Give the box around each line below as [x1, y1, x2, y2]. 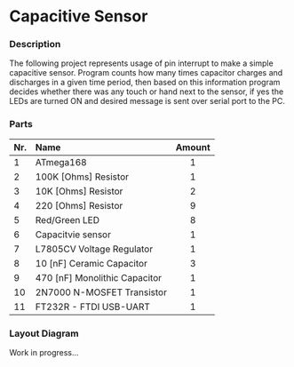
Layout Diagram [9, 327, 80, 339]
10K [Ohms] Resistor [35, 185, 123, 197]
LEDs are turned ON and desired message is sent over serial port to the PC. [9, 96, 286, 107]
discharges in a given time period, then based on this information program [9, 77, 281, 88]
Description [9, 38, 61, 51]
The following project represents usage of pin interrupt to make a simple [9, 58, 274, 68]
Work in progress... [9, 347, 79, 358]
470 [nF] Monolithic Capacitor [35, 271, 163, 283]
